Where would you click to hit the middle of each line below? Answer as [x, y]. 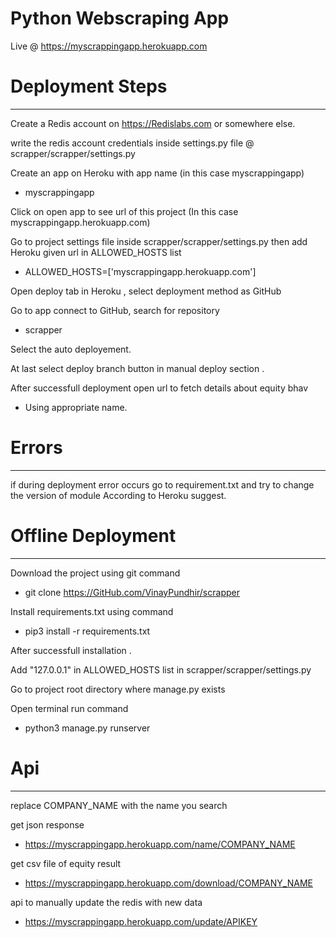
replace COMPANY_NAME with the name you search [119, 805]
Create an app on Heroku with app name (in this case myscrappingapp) [157, 173]
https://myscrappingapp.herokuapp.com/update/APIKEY [141, 921]
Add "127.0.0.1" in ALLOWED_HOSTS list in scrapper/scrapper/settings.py [161, 669]
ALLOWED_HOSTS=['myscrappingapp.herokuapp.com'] [140, 271]
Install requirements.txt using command [92, 611]
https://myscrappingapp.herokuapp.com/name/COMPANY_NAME [160, 844]
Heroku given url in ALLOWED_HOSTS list [96, 252]
